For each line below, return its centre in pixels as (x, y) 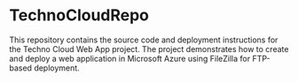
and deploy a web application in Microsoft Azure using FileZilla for (130, 58)
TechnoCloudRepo (79, 15)
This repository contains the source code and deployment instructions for (144, 40)
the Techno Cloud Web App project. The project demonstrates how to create (149, 48)
